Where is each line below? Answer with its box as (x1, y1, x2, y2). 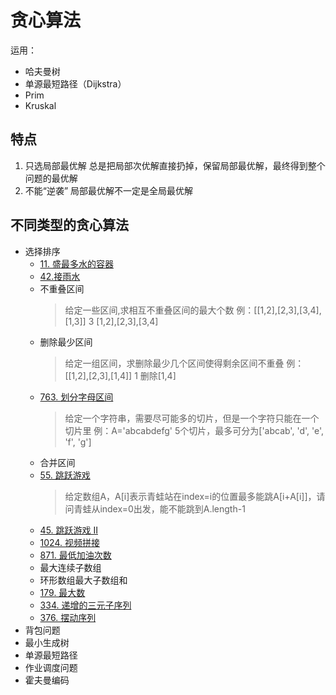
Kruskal (24, 99, 57, 111)
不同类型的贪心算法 (10, 217, 129, 234)
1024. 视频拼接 (39, 536, 100, 548)
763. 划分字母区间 (39, 391, 114, 403)
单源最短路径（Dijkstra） (24, 77, 127, 90)
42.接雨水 (39, 270, 81, 282)
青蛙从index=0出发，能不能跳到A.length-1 (73, 502, 246, 515)
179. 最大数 (39, 586, 86, 598)
